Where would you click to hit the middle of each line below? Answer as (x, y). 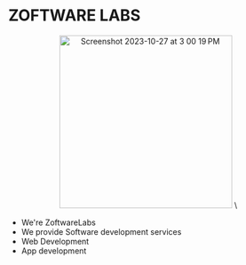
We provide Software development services (101, 231)
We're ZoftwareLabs (59, 222)
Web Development (55, 241)
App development (54, 251)
